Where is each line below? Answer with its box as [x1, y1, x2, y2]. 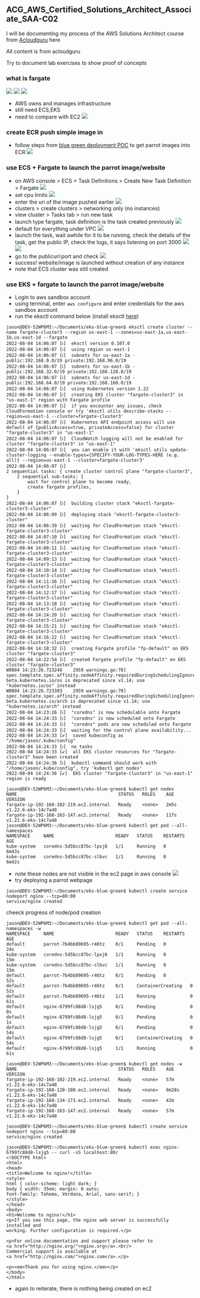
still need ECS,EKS [14, 107, 61, 114]
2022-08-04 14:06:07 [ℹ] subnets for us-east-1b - [6, 364, 136, 370]
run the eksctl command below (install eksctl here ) [14, 312, 139, 320]
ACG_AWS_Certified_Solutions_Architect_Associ [6, 5, 192, 15]
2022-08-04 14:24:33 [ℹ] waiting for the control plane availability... [6, 727, 192, 733]
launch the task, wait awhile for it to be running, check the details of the [14, 232, 190, 239]
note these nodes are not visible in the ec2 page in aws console [14, 870, 171, 877]
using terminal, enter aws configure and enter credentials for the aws [14, 300, 185, 307]
